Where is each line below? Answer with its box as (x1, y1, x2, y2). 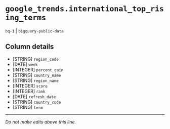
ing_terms (5, 13, 47, 23)
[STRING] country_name (12, 72, 61, 78)
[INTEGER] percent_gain (12, 66, 64, 72)
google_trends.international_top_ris (5, 4, 164, 14)
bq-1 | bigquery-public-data (5, 27, 64, 34)
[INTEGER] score (12, 82, 48, 89)
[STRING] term (12, 104, 43, 110)
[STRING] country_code (12, 99, 61, 105)
